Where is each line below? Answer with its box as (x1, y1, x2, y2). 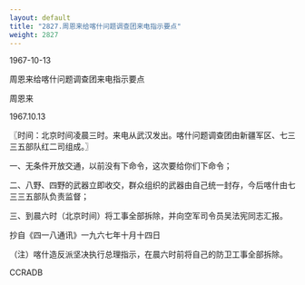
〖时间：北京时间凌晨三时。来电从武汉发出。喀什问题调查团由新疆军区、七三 (9, 130, 296, 141)
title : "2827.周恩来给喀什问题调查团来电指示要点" (9, 22, 182, 31)
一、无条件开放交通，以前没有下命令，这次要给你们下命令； (9, 161, 232, 172)
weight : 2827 (9, 30, 59, 39)
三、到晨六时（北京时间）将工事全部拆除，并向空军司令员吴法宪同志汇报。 (9, 211, 288, 221)
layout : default (9, 13, 71, 23)
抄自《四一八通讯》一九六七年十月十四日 (9, 230, 161, 241)
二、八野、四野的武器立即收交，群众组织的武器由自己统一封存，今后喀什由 (9, 180, 288, 191)
